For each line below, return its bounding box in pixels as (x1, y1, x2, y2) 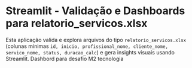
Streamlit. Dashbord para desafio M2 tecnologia (5, 55, 124, 62)
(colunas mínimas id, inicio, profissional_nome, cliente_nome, (5, 43, 169, 50)
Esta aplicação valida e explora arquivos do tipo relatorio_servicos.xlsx (5, 36, 187, 43)
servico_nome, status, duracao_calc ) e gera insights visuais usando (5, 48, 175, 56)
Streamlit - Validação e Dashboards (5, 4, 185, 18)
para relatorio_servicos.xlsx (5, 17, 148, 30)
